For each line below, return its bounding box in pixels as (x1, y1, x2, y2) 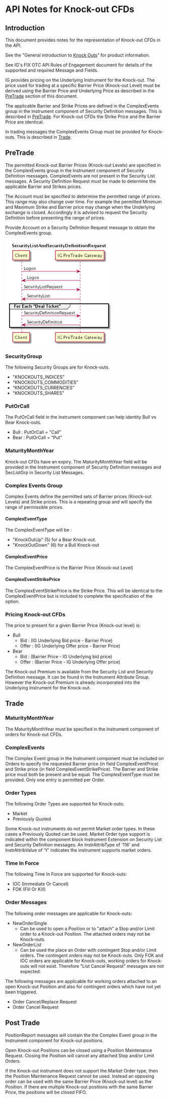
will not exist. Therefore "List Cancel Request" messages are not (30, 963, 164, 969)
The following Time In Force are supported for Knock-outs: (5, 871, 127, 877)
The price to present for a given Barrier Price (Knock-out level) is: (5, 622, 141, 628)
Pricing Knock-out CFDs (5, 611, 65, 618)
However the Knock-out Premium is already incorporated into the (5, 679, 140, 685)
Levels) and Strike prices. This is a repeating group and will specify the (5, 499, 152, 505)
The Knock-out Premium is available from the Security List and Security (5, 668, 153, 674)
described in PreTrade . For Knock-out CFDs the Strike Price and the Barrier (5, 113, 161, 120)
